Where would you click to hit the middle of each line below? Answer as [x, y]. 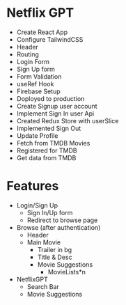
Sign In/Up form [50, 212]
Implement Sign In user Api [55, 114]
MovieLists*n [67, 272]
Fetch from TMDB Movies [53, 143]
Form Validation [39, 76]
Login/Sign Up [37, 205]
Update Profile [37, 135]
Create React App [42, 32]
